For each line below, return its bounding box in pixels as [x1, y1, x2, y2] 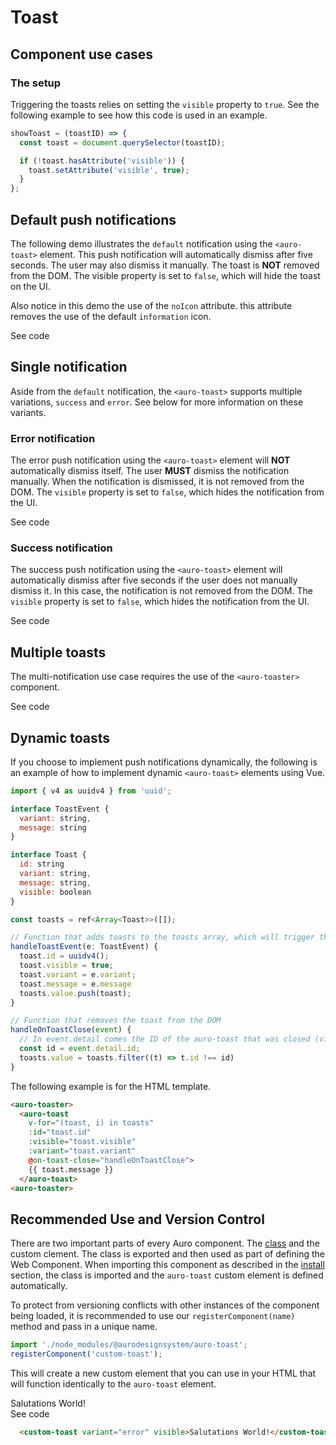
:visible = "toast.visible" [28, 1137, 137, 1147]
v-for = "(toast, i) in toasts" [28, 1118, 155, 1128]
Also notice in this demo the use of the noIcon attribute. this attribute [10, 299, 293, 311]
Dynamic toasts [10, 729, 111, 746]
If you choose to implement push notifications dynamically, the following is [10, 756, 318, 768]
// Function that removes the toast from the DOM [10, 1016, 222, 1026]
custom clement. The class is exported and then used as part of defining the [10, 1248, 325, 1260]
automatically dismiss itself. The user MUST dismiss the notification [10, 465, 290, 477]
